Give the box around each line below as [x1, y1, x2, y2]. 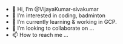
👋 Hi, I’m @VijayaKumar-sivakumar [12, 6, 99, 12]
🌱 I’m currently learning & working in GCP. [12, 18, 117, 25]
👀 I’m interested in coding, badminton [12, 12, 106, 19]
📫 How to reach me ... [12, 32, 68, 38]
